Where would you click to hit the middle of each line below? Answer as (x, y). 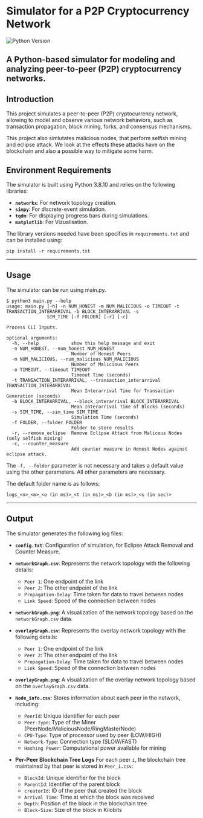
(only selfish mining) (35, 438)
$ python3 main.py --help (39, 301)
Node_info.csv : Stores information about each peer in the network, (98, 697)
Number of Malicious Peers (105, 364)
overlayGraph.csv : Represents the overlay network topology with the (100, 630)
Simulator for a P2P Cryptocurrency (98, 11)
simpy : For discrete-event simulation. (61, 209)
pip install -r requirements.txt (48, 251)
